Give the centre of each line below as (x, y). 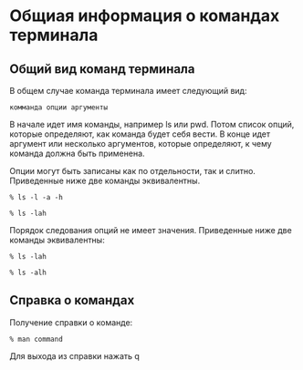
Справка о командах (72, 300)
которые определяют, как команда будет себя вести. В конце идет (140, 134)
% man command (37, 339)
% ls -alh (28, 272)
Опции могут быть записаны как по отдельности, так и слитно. (132, 171)
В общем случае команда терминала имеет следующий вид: (128, 91)
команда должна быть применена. (77, 153)
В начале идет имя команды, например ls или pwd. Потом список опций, (152, 124)
